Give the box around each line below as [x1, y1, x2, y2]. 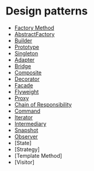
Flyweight [14, 88, 39, 95]
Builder [14, 37, 33, 44]
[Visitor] [14, 158, 34, 166]
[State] [14, 139, 32, 146]
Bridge [14, 62, 31, 70]
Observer [14, 132, 39, 140]
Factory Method [14, 24, 55, 31]
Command [14, 107, 40, 114]
